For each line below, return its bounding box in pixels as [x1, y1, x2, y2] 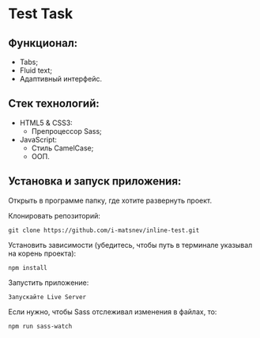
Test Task [8, 5, 73, 23]
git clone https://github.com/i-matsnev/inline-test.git [8, 226, 200, 234]
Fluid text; [19, 66, 53, 75]
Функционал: [8, 36, 78, 50]
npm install [8, 264, 47, 272]
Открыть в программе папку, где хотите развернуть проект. [8, 196, 213, 205]
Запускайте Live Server [8, 293, 87, 301]
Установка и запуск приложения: [8, 175, 182, 188]
